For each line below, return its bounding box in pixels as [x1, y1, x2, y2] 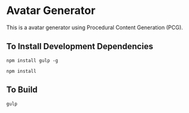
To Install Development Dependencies [6, 41, 154, 52]
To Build [6, 84, 38, 95]
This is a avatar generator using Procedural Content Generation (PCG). [6, 24, 184, 31]
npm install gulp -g [6, 57, 59, 64]
